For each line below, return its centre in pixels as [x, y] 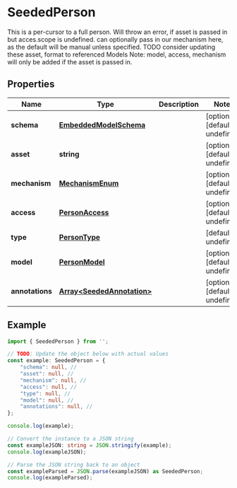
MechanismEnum [89, 183]
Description [178, 104]
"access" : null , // [49, 387]
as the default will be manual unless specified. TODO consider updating [111, 47]
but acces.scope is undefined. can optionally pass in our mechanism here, [115, 39]
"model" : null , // [47, 400]
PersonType [79, 237]
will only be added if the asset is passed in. [70, 62]
